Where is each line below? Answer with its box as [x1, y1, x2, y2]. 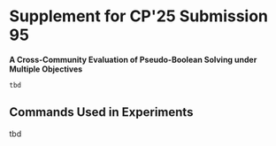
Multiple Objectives [9, 64, 83, 74]
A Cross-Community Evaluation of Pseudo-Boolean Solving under [9, 54, 257, 65]
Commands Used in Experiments [9, 104, 194, 120]
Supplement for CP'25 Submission [9, 6, 268, 27]
